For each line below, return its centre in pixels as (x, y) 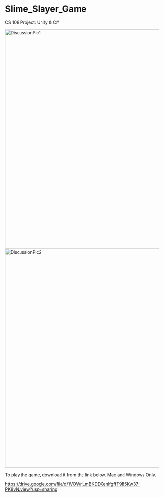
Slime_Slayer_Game (46, 9)
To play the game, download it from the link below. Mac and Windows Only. (81, 475)
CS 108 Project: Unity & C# (32, 22)
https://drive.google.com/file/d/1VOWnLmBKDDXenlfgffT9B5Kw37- (73, 484)
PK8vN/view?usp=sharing (31, 489)
